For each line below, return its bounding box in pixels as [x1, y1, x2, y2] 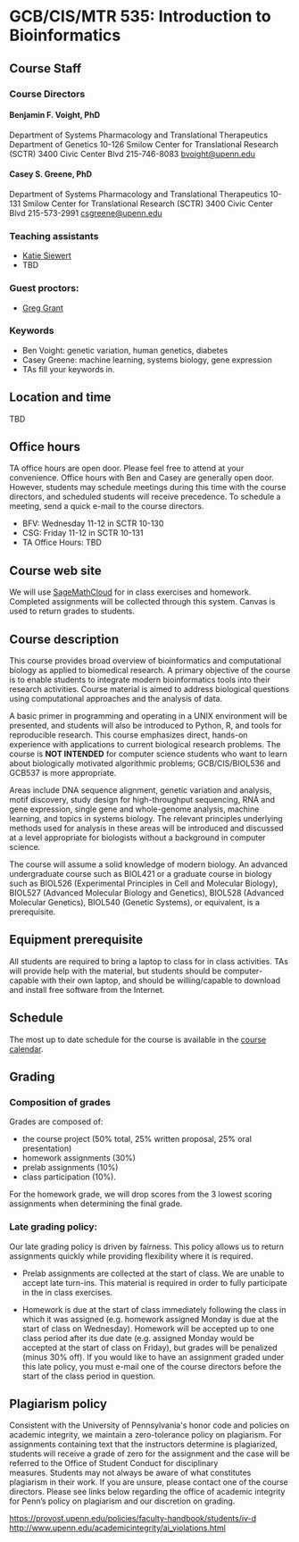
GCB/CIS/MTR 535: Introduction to [9, 6, 271, 27]
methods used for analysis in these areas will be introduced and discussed [9, 823, 284, 834]
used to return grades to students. [9, 605, 136, 617]
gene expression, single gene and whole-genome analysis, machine [9, 804, 260, 814]
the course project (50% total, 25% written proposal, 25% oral [21, 1134, 253, 1145]
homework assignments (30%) [21, 1153, 137, 1163]
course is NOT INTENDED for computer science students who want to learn [9, 748, 287, 760]
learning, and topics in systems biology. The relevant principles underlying [9, 813, 283, 824]
